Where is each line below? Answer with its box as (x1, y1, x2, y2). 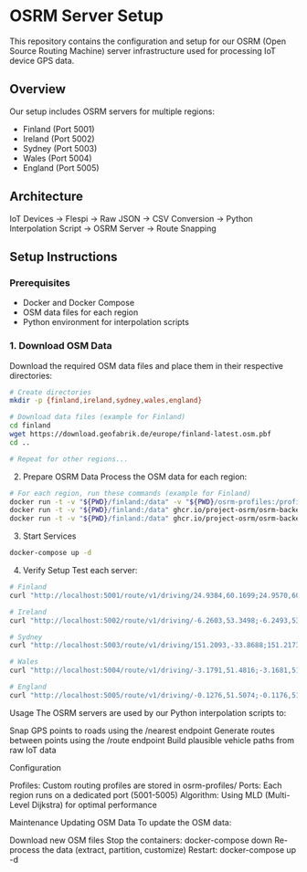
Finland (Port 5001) (22, 123, 95, 134)
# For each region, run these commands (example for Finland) (9, 489, 251, 498)
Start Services (22, 531, 77, 541)
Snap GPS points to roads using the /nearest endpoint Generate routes (9, 725, 276, 736)
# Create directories (9, 387, 92, 397)
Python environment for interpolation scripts (22, 317, 190, 328)
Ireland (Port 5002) (22, 133, 95, 144)
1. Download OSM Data (9, 340, 112, 352)
